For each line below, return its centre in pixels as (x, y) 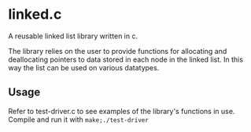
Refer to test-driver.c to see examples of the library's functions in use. (122, 111)
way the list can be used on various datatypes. (84, 67)
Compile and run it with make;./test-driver (79, 120)
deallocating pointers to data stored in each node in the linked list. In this (126, 59)
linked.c (35, 14)
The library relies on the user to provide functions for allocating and (118, 51)
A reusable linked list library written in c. (73, 36)
